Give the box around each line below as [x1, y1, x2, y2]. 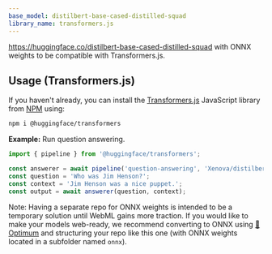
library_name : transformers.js [8, 19, 114, 28]
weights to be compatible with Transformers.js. [8, 50, 166, 60]
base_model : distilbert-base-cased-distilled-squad [8, 11, 186, 20]
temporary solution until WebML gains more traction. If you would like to [8, 210, 249, 220]
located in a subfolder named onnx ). [8, 236, 127, 246]
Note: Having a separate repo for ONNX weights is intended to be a [8, 202, 233, 212]
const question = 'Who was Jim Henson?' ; [8, 172, 151, 180]
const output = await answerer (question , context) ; [8, 187, 186, 196]
